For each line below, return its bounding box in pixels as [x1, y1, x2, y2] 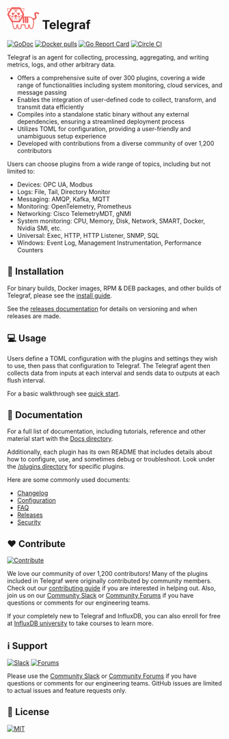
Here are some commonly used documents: [7, 476, 131, 484]
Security [16, 518, 41, 526]
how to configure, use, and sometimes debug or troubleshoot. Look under [7, 455, 215, 463]
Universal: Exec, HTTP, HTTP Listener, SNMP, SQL [16, 231, 159, 239]
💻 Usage [7, 332, 46, 344]
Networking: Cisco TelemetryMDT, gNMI [16, 209, 132, 217]
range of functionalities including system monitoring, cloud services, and [16, 81, 223, 89]
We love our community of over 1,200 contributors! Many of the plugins [7, 570, 208, 578]
